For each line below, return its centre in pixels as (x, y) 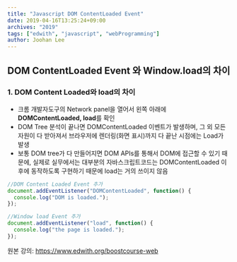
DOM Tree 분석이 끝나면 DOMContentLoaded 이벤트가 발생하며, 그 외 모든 (122, 126)
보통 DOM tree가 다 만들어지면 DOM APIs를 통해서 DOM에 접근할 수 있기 (119, 153)
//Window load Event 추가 (44, 217)
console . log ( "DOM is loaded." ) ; (62, 197)
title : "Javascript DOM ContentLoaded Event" (75, 14)
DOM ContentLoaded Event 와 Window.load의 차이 (119, 70)
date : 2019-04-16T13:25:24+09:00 (57, 20)
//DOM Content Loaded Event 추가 (55, 184)
